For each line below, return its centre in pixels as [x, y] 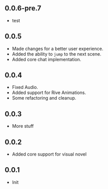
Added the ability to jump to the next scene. [57, 54]
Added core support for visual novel [49, 154]
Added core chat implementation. [46, 59]
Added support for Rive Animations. [49, 92]
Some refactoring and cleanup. [44, 98]
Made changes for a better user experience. [58, 49]
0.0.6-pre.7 [23, 8]
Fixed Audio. [25, 87]
